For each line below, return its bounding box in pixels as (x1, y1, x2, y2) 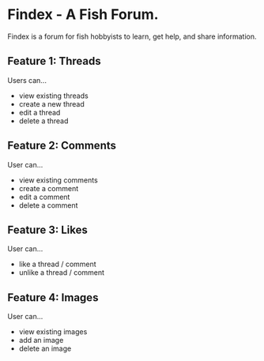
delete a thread (18, 116, 69, 126)
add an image (18, 336, 64, 345)
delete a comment (18, 200, 78, 210)
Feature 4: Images (7, 291, 99, 304)
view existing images (18, 327, 88, 337)
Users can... (7, 75, 47, 85)
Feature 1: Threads (7, 55, 101, 68)
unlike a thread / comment (18, 268, 104, 277)
